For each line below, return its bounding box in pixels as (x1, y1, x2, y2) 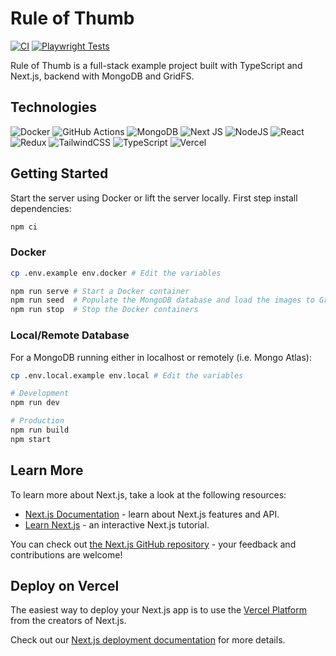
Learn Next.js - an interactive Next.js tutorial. (24, 518, 210, 531)
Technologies (10, 99, 98, 116)
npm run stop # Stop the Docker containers (10, 305, 199, 315)
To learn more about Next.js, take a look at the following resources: (10, 488, 287, 501)
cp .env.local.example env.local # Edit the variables (10, 370, 244, 381)
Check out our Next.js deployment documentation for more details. (10, 634, 286, 646)
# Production (10, 416, 65, 426)
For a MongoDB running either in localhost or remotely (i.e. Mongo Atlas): (10, 351, 312, 363)
